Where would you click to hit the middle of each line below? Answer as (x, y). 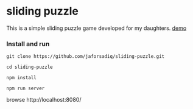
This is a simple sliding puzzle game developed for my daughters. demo (96, 28)
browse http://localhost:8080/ (44, 100)
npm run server (26, 89)
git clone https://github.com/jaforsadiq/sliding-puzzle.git (86, 57)
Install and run (28, 44)
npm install (21, 78)
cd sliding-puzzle (30, 67)
